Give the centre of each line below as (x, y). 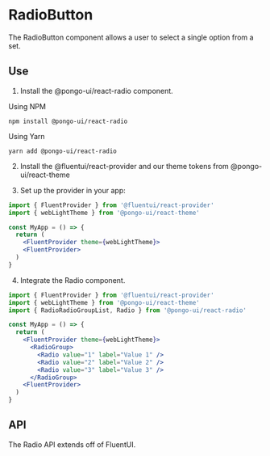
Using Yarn (27, 136)
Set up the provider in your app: (73, 190)
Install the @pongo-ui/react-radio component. (96, 91)
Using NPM (27, 106)
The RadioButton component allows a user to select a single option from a (131, 37)
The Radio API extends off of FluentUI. (72, 444)
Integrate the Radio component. (73, 280)
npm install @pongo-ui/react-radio (68, 121)
